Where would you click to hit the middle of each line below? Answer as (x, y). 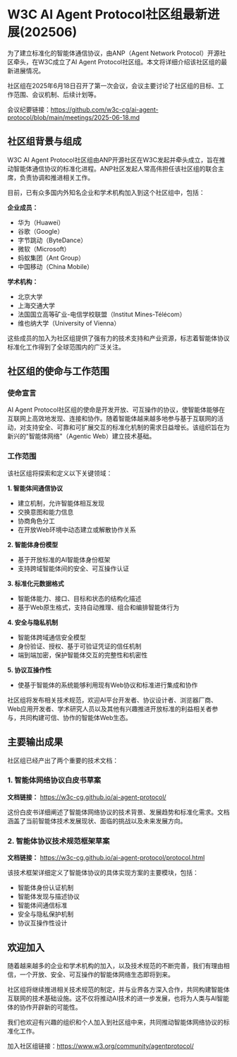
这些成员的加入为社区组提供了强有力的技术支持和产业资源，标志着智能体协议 (119, 338)
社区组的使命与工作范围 (58, 371)
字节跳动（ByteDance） (52, 240)
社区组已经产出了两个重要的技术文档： (63, 760)
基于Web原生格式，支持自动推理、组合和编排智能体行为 (98, 607)
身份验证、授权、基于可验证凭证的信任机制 (79, 646)
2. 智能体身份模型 (33, 544)
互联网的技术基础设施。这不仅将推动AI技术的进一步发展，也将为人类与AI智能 (118, 998)
